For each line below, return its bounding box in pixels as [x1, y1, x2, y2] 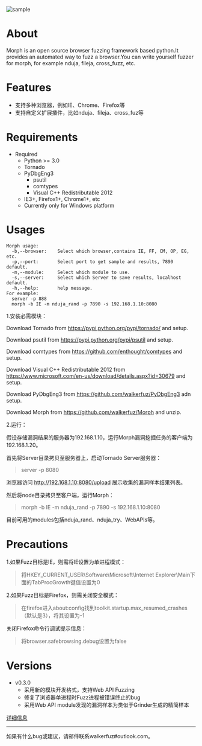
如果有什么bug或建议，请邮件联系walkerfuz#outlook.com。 [6, 732, 154, 739]
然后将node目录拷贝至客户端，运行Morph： [6, 491, 114, 499]
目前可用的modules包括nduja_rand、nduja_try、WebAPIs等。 [6, 516, 158, 523]
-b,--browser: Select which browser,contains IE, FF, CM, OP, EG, [11, 248, 189, 254]
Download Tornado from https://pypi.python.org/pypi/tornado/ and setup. [6, 324, 188, 331]
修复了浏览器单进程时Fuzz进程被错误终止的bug [23, 693, 141, 701]
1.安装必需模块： [6, 312, 47, 319]
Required [14, 150, 38, 158]
